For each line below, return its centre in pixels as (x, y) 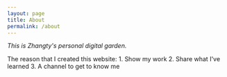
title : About (26, 20)
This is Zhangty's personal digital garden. (67, 46)
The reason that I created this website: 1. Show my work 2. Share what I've (114, 59)
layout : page (26, 13)
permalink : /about (34, 26)
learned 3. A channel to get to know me (64, 67)
